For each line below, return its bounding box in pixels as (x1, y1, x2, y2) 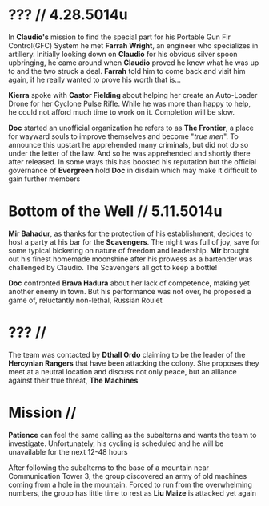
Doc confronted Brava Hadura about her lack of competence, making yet (8, 278, 251, 288)
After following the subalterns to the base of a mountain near (8, 463, 210, 472)
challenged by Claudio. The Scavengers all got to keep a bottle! (8, 262, 218, 272)
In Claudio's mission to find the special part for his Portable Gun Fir (8, 32, 231, 42)
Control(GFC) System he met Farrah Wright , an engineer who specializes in (8, 40, 259, 50)
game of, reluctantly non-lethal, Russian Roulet (8, 295, 163, 305)
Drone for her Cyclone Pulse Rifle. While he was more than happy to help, (8, 99, 251, 108)
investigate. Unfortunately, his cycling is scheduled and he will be (8, 439, 224, 448)
